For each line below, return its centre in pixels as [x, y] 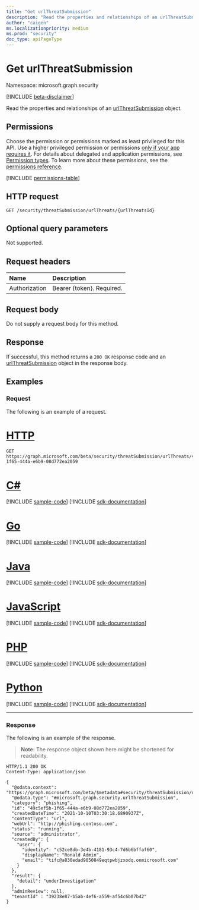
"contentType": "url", [39, 819]
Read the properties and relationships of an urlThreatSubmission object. [94, 108]
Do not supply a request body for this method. [62, 324]
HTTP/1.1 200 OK [26, 767]
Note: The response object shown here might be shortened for [97, 750]
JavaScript [33, 607]
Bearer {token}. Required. [87, 288]
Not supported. [25, 243]
